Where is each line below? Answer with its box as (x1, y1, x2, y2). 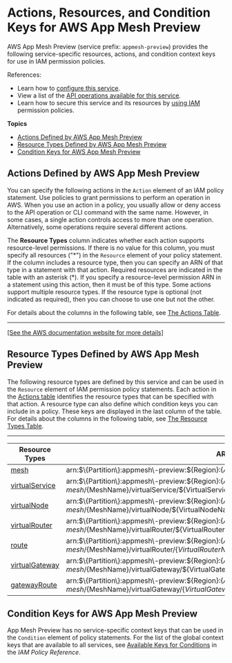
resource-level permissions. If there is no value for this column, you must (7, 244, 215, 252)
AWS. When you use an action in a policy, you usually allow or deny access (7, 201, 221, 209)
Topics (7, 119, 28, 127)
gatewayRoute (10, 580, 57, 590)
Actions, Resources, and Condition (7, 5, 211, 21)
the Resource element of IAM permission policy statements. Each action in (7, 385, 217, 393)
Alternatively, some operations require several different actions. (7, 223, 188, 231)
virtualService (10, 480, 56, 490)
